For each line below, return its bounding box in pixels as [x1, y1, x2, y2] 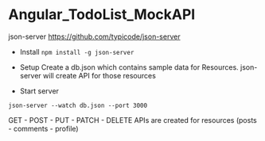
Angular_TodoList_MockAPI [8, 6, 196, 24]
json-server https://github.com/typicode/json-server [8, 32, 181, 41]
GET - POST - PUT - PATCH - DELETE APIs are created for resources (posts [8, 115, 257, 124]
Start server [19, 86, 60, 96]
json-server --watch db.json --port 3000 [8, 101, 148, 109]
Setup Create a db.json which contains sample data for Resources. [19, 62, 239, 72]
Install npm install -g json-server [19, 47, 134, 56]
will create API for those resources [42, 70, 157, 80]
